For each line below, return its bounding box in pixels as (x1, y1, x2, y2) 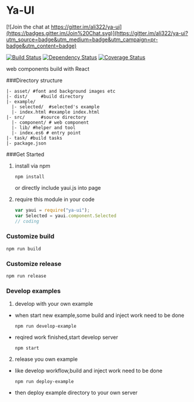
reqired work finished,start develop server (14, 334, 118, 341)
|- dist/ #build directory (6, 93, 84, 99)
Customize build (6, 233, 55, 241)
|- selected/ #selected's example (11, 103, 100, 110)
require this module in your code (14, 196, 95, 203)
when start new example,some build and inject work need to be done (14, 312, 184, 319)
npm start (14, 346, 40, 351)
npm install (14, 174, 45, 180)
